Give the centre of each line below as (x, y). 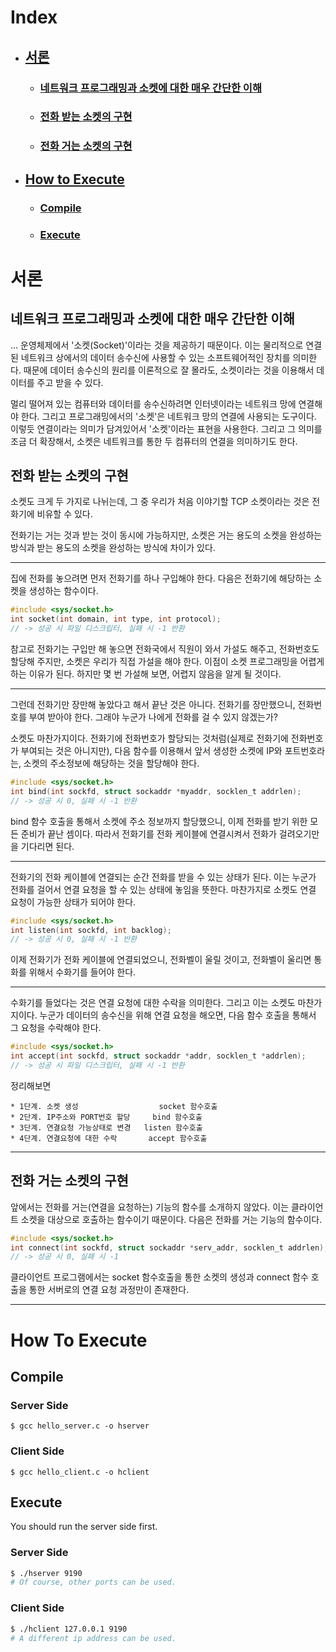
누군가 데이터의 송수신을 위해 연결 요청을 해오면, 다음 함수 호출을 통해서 (178, 1015)
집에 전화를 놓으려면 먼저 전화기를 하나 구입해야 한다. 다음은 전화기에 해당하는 (161, 578)
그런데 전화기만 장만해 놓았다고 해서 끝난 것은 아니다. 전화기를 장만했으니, (153, 705)
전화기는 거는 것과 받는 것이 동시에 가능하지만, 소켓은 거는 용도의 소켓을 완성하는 (166, 535)
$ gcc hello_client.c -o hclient (80, 1472)
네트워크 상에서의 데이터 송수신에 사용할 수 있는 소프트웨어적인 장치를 (155, 357)
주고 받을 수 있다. (70, 382)
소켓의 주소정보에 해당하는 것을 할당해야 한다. (111, 763)
